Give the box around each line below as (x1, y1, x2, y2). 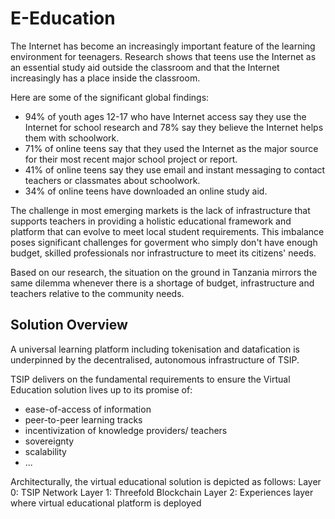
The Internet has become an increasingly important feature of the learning (10, 40, 316, 52)
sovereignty (24, 435, 75, 447)
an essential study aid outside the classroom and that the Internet (10, 61, 280, 73)
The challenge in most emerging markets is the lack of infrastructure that (10, 204, 311, 216)
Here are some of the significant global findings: (10, 91, 210, 103)
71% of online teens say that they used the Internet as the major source (24, 142, 319, 154)
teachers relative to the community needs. (10, 287, 185, 299)
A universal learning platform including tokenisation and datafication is (10, 343, 301, 355)
